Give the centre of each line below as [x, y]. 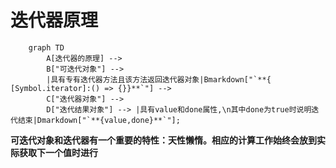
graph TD [46, 47]
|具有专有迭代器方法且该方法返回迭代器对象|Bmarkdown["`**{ [159, 79]
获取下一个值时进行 [58, 152]
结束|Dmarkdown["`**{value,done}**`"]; [99, 120]
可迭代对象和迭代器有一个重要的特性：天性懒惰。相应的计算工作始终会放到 [163, 140]
